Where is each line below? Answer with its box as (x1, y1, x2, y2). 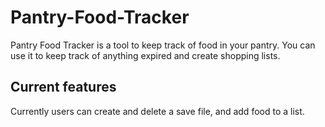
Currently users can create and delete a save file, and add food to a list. (10, 105, 305, 117)
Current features (10, 79, 117, 96)
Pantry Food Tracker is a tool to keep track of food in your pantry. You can (10, 39, 316, 51)
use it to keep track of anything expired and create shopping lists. (10, 49, 281, 61)
